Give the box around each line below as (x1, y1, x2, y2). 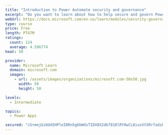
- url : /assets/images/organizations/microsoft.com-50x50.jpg (14, 77, 146, 82)
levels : (5, 95, 21, 100)
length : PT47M (5, 30, 35, 35)
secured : (5, 122, 23, 127)
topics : (5, 108, 21, 114)
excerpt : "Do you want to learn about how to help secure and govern (5, 12, 153, 17)
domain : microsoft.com (9, 67, 57, 72)
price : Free (5, 26, 30, 31)
